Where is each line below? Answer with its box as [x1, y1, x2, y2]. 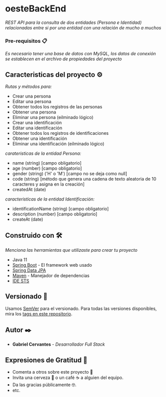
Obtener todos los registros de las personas [12, 104, 103, 110]
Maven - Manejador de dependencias [12, 272, 89, 279]
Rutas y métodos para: [5, 84, 52, 90]
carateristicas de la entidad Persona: [5, 150, 82, 157]
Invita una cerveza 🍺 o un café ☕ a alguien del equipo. [12, 375, 124, 381]
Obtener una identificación [12, 135, 67, 142]
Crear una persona [12, 93, 51, 99]
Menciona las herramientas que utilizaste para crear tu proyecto [5, 247, 138, 253]
